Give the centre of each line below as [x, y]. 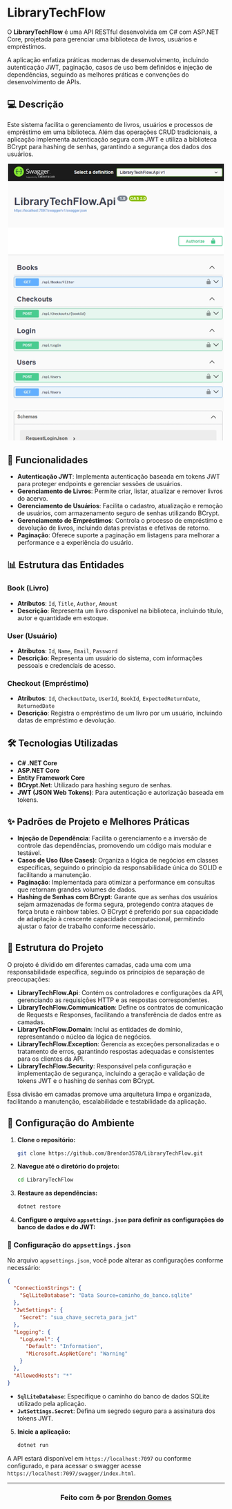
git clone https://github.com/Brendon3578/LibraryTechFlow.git [110, 1153]
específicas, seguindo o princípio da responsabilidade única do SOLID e [119, 867]
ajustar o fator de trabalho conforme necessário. [86, 926]
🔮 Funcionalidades [48, 460]
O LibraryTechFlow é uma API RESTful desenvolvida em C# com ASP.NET [113, 32]
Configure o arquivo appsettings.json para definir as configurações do [120, 1220]
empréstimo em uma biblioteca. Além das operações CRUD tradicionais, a [112, 132]
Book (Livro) [28, 588]
